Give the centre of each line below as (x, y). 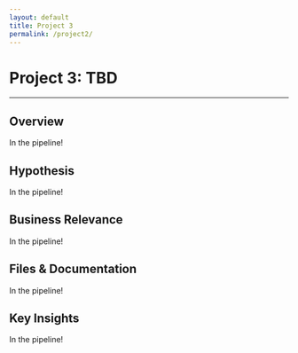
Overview (37, 121)
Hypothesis (42, 171)
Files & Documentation (73, 269)
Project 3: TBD (63, 78)
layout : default (39, 17)
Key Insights (44, 318)
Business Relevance (66, 220)
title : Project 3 (41, 26)
